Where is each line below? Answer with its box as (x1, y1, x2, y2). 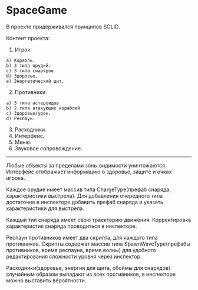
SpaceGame (6, 4, 68, 17)
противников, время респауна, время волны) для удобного (6, 246, 156, 253)
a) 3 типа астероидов (6, 100, 60, 106)
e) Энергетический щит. (6, 78, 65, 84)
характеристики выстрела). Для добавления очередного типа (6, 192, 163, 199)
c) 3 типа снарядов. (6, 67, 57, 74)
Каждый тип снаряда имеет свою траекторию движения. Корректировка (6, 216, 192, 223)
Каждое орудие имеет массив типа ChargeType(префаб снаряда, (6, 186, 171, 193)
